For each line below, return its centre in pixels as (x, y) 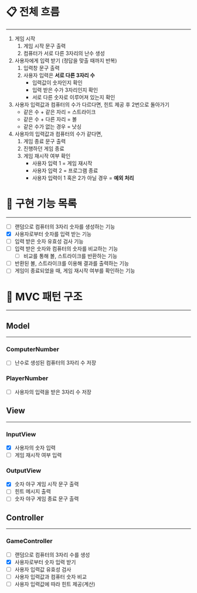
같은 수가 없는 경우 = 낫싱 (52, 126)
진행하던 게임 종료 (44, 148)
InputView (21, 434)
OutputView (24, 470)
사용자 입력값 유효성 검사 (43, 569)
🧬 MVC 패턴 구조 (44, 296)
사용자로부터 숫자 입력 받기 (45, 562)
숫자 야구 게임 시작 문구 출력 (47, 484)
